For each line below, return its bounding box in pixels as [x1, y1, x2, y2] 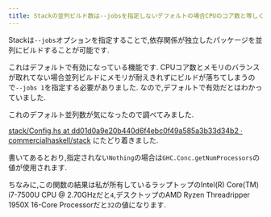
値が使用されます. [8, 162, 68, 172]
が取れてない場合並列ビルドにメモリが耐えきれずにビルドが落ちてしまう [8, 72, 248, 81]
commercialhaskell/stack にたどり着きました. [8, 135, 159, 145]
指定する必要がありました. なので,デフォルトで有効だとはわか [51, 82, 256, 92]
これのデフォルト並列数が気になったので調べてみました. [8, 110, 194, 119]
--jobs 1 [15, 84, 45, 92]
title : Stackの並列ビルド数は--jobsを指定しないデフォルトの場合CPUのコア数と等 [8, 11, 252, 20]
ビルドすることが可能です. [22, 45, 110, 55]
